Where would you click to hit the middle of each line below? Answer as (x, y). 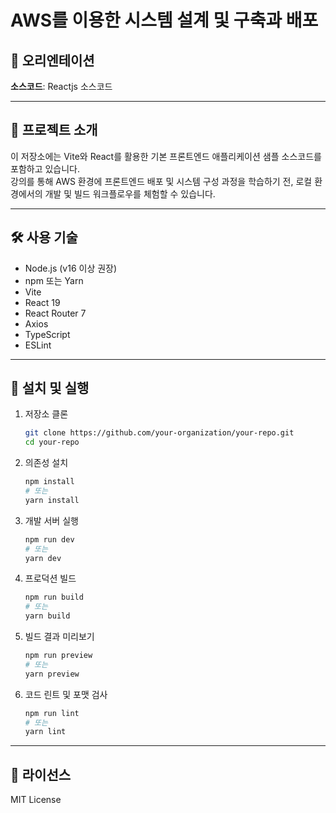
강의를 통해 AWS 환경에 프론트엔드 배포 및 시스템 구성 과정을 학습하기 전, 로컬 (161, 181)
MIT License (36, 800)
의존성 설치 (46, 463)
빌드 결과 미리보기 (59, 637)
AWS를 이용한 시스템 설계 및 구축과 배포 (164, 20)
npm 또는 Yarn (54, 280)
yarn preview (52, 674)
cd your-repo (52, 442)
